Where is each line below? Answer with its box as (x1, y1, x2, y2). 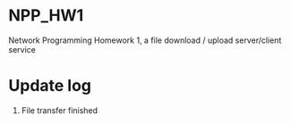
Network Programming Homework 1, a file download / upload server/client (8, 35, 282, 45)
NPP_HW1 (8, 5, 84, 26)
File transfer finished (21, 104, 98, 116)
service (8, 44, 37, 54)
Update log (8, 76, 91, 96)
